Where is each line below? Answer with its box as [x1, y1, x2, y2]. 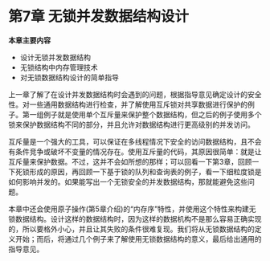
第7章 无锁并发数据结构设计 [8, 7, 189, 26]
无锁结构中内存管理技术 [19, 62, 98, 72]
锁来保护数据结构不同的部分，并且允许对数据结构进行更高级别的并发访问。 [8, 120, 255, 129]
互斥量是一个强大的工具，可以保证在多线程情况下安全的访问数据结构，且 [8, 137, 247, 146]
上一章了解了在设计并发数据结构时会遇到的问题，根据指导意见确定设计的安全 [8, 89, 262, 99]
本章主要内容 [8, 35, 51, 45]
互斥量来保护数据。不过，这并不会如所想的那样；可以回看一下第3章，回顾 [8, 157, 252, 166]
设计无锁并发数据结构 [19, 52, 91, 62]
